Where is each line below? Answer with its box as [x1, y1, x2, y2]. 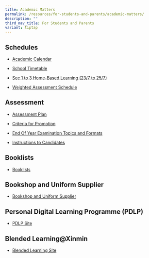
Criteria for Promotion [12, 120, 56, 126]
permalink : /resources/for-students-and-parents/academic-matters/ [5, 12, 145, 17]
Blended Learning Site [12, 247, 57, 253]
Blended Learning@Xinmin [5, 234, 88, 243]
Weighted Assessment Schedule [12, 84, 77, 90]
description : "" [5, 16, 38, 21]
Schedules [5, 43, 38, 52]
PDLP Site [12, 221, 33, 226]
